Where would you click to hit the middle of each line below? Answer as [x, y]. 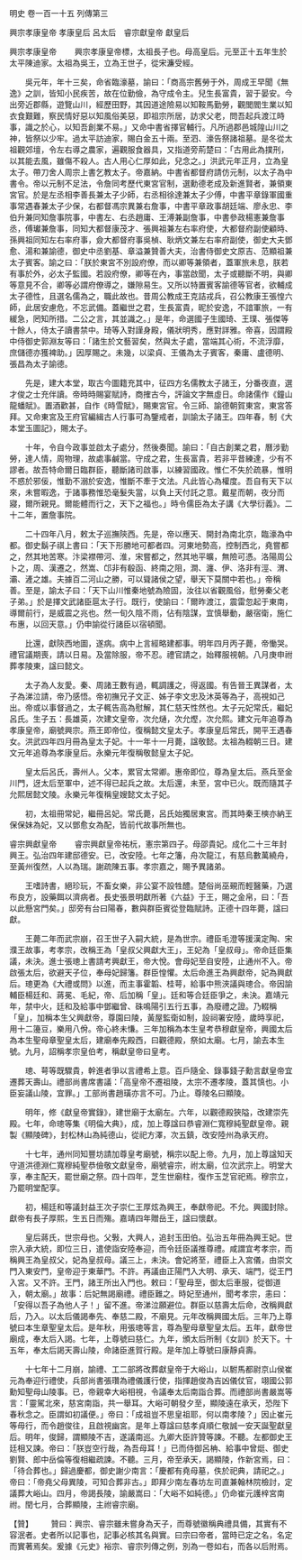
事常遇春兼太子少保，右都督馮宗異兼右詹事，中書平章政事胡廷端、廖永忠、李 [151, 206]
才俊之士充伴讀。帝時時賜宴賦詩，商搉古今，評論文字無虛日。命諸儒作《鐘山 [151, 394]
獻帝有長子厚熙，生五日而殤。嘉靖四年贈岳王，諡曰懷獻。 [115, 1218]
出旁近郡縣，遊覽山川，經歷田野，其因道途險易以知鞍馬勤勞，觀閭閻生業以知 [151, 105]
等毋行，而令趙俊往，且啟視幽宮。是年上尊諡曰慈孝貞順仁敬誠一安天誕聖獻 [147, 1426]
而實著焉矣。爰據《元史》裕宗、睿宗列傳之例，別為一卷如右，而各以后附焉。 [151, 1546]
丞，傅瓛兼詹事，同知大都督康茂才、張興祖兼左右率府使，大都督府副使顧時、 [151, 229]
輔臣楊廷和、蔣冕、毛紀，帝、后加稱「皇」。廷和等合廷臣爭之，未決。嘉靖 [145, 995]
